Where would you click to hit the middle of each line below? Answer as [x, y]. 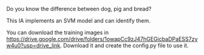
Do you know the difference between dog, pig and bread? [79, 9]
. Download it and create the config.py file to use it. [125, 46]
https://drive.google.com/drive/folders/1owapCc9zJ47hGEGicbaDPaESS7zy [102, 39]
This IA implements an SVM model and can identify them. [78, 20]
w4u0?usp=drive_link [33, 46]
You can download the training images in [57, 32]
